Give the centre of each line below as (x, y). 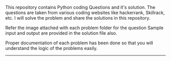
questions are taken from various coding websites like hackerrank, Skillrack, (85, 13)
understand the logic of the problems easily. (51, 48)
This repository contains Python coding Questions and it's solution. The (80, 7)
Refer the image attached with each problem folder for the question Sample (84, 28)
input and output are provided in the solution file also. (61, 33)
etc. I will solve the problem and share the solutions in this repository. (78, 18)
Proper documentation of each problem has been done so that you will (79, 43)
